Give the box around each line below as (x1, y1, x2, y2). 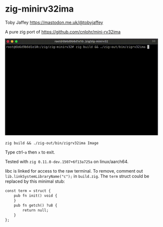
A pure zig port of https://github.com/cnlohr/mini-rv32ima (5, 29, 121, 35)
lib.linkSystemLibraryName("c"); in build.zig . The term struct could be (5, 174, 149, 179)
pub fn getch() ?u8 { (14, 203, 57, 208)
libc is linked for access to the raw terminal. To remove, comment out (5, 168, 143, 174)
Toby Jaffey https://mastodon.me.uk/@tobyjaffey (5, 19, 103, 25)
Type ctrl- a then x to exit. (5, 149, 55, 155)
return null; (22, 208, 49, 213)
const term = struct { (5, 189, 51, 193)
